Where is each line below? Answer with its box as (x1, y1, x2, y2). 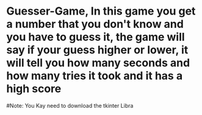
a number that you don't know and (6, 17, 184, 31)
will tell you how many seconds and (6, 56, 190, 70)
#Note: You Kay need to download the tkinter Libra (6, 102, 134, 109)
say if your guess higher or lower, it (6, 43, 189, 57)
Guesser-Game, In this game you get (6, 4, 196, 18)
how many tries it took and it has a (6, 69, 183, 83)
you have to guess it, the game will (6, 30, 185, 44)
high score (6, 82, 62, 96)
